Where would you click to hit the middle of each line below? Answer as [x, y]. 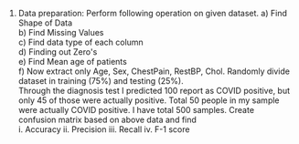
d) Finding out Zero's [58, 52]
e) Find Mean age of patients [73, 62]
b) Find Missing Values [61, 32]
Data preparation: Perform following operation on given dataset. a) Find [153, 13]
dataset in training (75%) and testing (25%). [101, 81]
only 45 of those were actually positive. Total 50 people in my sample [149, 100]
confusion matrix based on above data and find [107, 119]
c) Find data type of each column [80, 42]
